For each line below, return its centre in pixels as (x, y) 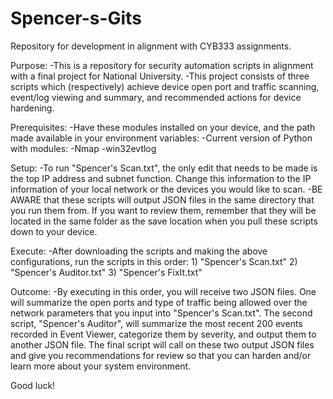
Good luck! (33, 385)
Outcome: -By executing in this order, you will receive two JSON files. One (163, 291)
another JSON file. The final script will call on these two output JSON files (162, 344)
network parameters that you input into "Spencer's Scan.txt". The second (161, 313)
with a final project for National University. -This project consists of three (160, 76)
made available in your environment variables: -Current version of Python (161, 138)
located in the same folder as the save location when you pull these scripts (164, 221)
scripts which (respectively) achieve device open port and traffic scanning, (165, 86)
